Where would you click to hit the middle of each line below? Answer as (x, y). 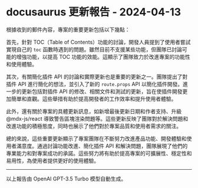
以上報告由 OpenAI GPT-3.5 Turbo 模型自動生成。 (66, 179)
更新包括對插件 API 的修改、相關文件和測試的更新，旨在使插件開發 (102, 91)
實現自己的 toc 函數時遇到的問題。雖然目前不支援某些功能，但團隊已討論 (94, 49)
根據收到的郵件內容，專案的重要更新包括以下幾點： (68, 29)
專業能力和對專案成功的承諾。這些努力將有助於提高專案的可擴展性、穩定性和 (99, 153)
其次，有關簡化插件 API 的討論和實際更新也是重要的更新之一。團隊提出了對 (97, 77)
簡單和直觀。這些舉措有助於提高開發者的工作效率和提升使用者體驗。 (94, 98)
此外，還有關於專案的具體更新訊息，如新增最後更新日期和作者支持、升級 (94, 111)
